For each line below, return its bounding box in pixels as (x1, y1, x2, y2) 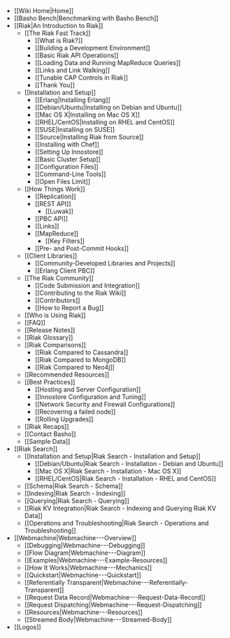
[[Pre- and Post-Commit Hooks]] (34, 245, 129, 252)
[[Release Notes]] (24, 326, 76, 334)
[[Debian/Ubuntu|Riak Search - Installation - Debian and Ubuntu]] (34, 460, 224, 467)
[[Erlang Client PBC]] (34, 266, 96, 275)
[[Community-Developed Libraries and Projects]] (34, 259, 175, 267)
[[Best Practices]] (24, 378, 76, 386)
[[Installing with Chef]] (34, 140, 100, 148)
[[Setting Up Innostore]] (34, 147, 103, 156)
